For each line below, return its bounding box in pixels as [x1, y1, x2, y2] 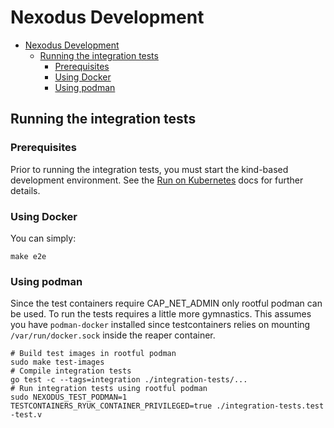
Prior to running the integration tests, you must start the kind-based [10, 163, 289, 175]
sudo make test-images [10, 357, 105, 368]
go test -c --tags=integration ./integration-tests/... [10, 375, 248, 385]
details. [10, 184, 41, 196]
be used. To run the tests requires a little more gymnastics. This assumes [10, 308, 312, 320]
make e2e [10, 251, 47, 261]
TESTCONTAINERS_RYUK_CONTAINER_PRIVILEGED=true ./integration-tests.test [10, 401, 325, 411]
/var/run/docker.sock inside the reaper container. [10, 329, 216, 341]
